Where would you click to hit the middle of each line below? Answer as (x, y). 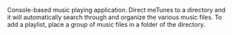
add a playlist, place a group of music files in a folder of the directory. (106, 24)
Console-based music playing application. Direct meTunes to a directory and (116, 10)
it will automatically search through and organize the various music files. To (115, 17)
